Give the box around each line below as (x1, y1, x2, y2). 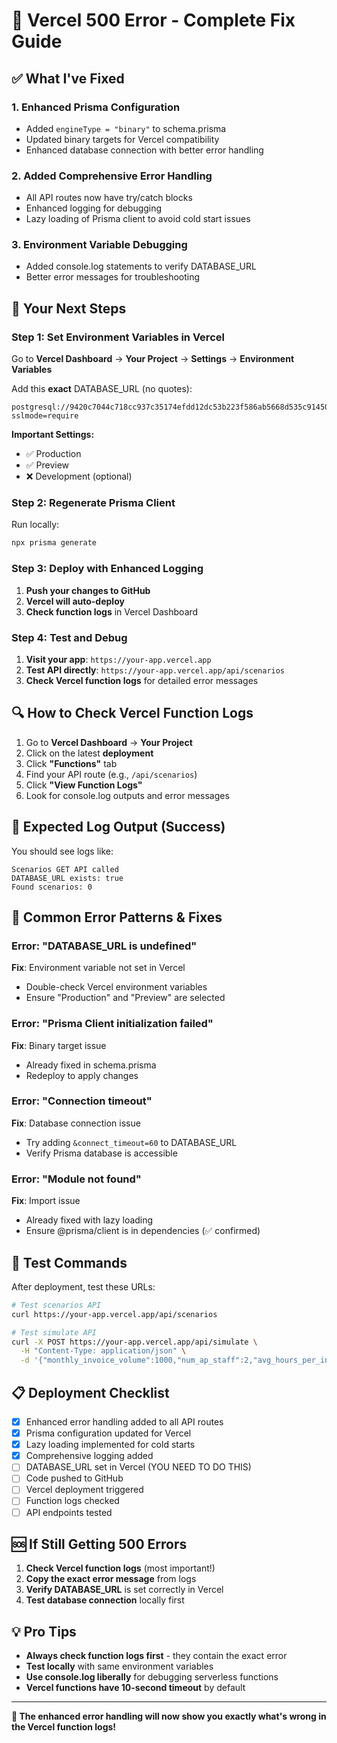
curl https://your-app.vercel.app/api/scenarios (11, 1309, 218, 1319)
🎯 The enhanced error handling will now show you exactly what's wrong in (11, 1710, 327, 1723)
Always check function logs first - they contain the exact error (25, 1650, 288, 1662)
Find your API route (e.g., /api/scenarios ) (25, 768, 198, 780)
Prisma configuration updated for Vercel (25, 1427, 192, 1439)
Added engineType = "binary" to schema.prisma (25, 122, 227, 134)
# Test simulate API (11, 1327, 98, 1338)
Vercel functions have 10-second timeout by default (25, 1682, 246, 1694)
